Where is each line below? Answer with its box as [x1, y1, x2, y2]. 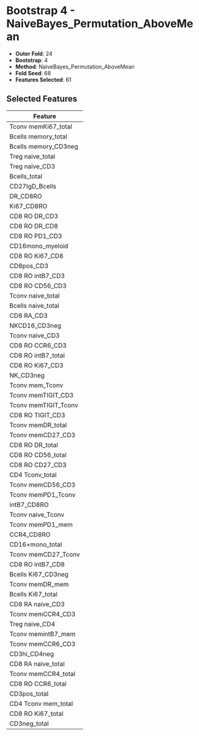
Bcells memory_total [9, 132, 67, 141]
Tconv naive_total [9, 291, 60, 300]
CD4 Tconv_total [9, 470, 57, 479]
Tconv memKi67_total [9, 122, 72, 130]
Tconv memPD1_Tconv [9, 490, 76, 499]
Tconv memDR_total [9, 421, 67, 429]
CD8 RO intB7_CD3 [9, 271, 66, 280]
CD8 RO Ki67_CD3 [9, 361, 64, 369]
